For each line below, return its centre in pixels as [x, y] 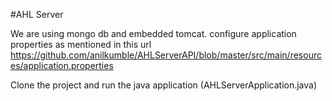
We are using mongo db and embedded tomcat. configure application [153, 33]
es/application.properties [62, 65]
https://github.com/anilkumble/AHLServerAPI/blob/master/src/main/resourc [166, 55]
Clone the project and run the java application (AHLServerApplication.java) [164, 85]
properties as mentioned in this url [81, 44]
